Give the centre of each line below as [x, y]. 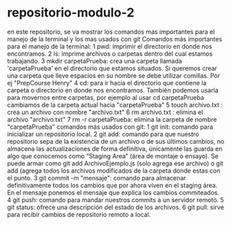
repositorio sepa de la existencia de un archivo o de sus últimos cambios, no [116, 141]
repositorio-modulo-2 [71, 13]
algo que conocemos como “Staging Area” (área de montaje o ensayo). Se [113, 156]
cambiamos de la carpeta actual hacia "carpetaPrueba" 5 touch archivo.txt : [115, 105]
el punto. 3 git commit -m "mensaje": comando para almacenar [97, 178]
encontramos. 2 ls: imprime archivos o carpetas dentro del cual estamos [110, 54]
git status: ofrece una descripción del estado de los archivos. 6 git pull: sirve [115, 207]
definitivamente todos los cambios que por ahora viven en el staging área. [112, 185]
